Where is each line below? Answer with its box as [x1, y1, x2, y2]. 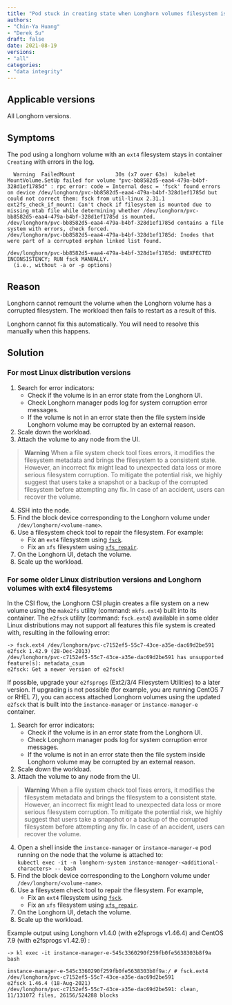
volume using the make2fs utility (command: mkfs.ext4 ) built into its [7, 606, 197, 614]
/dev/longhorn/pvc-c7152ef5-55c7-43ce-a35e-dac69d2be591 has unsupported [7, 654, 224, 661]
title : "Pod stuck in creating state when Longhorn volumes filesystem [7, 10, 217, 17]
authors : [7, 17, 32, 24]
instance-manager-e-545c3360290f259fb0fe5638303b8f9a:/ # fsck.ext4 [7, 968, 209, 975]
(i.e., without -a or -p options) [13, 262, 113, 269]
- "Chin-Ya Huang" [7, 23, 60, 30]
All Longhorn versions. [7, 112, 71, 120]
